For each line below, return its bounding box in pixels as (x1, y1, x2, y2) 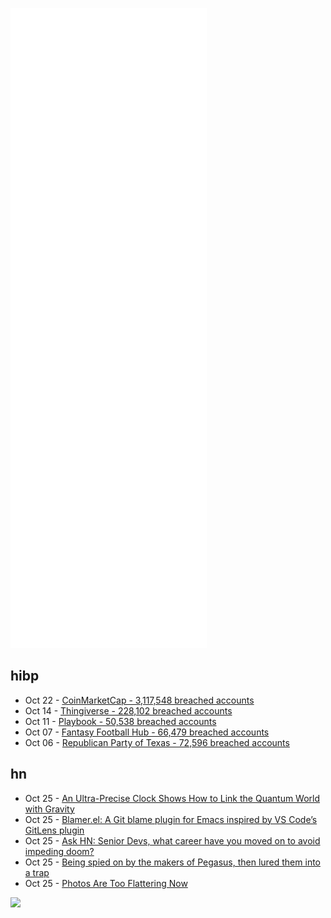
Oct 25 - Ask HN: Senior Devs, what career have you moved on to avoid (24, 834, 321, 847)
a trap (24, 866, 50, 878)
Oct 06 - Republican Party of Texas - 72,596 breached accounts (24, 736, 290, 748)
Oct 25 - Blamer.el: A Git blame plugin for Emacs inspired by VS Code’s (24, 813, 318, 825)
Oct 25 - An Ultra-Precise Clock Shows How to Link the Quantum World (24, 792, 321, 804)
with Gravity (24, 803, 75, 815)
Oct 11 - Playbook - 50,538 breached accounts (24, 715, 217, 727)
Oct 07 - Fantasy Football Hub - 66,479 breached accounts (24, 726, 270, 738)
